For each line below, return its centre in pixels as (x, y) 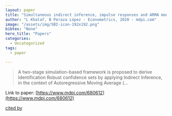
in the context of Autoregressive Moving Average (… (73, 83)
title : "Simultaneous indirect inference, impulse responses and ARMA (82, 15)
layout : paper (20, 10)
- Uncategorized (27, 43)
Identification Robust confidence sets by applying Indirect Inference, (90, 77)
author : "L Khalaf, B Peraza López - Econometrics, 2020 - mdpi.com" (81, 19)
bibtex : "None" (21, 29)
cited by (14, 108)
